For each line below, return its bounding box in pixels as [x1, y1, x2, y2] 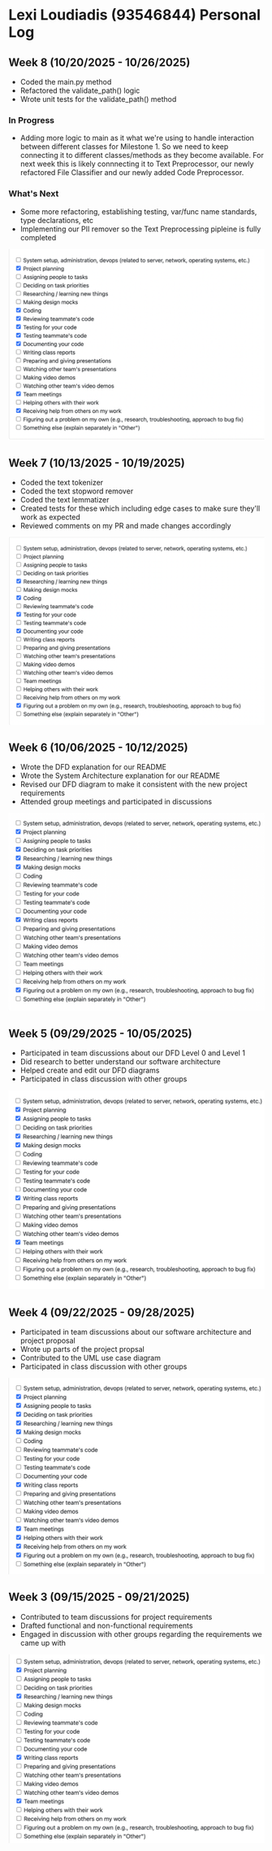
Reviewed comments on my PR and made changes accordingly [19, 520, 231, 530]
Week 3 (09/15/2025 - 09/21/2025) [8, 1590, 191, 1604]
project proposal [19, 1336, 76, 1345]
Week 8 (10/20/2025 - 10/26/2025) [8, 55, 191, 69]
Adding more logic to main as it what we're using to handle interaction [19, 133, 254, 143]
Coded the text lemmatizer [19, 494, 110, 504]
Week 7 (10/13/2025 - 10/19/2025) [8, 456, 185, 470]
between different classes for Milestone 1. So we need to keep [19, 142, 229, 151]
